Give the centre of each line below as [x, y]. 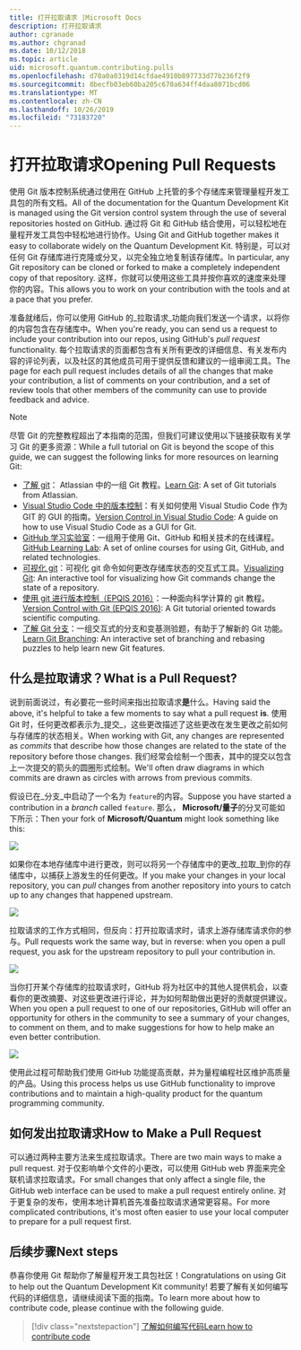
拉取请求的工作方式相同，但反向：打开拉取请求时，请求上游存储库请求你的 [146, 930]
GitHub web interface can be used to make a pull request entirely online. [143, 1190]
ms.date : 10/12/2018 [48, 51]
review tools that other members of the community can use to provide [138, 390]
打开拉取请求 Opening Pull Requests [142, 165]
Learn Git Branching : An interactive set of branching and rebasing [143, 639]
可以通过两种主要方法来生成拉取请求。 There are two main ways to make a [146, 1157]
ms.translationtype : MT [54, 92]
